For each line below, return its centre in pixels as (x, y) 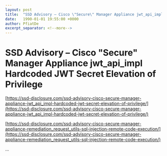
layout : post (19, 10)
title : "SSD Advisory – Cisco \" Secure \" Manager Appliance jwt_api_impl (84, 14)
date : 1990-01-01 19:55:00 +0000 (42, 19)
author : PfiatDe (22, 24)
